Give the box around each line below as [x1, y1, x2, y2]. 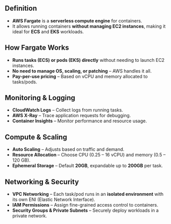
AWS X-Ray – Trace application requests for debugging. [12, 113, 131, 119]
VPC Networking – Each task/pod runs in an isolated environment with [12, 191, 164, 197]
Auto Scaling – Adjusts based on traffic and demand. [12, 146, 125, 152]
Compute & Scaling [5, 132, 68, 141]
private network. [12, 213, 47, 219]
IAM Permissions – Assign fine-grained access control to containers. [12, 202, 159, 208]
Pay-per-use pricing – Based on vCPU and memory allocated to [12, 73, 148, 79]
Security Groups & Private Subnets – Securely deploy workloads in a [12, 207, 159, 214]
